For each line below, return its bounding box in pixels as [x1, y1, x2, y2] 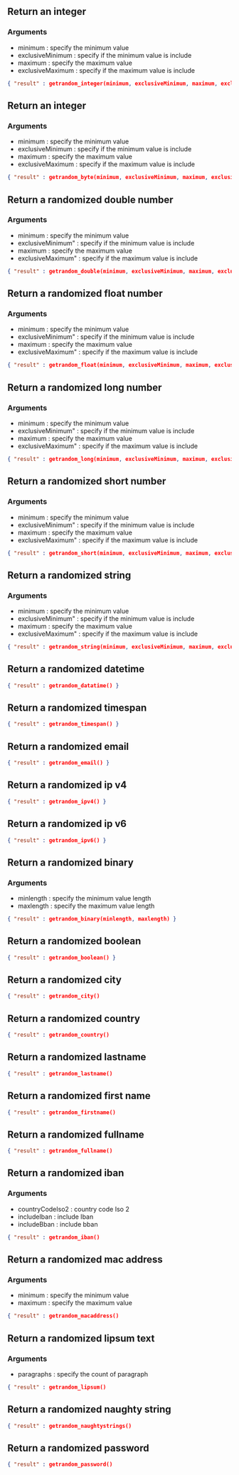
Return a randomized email [7, 740, 129, 752]
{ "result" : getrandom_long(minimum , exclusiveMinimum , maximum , [7, 455, 208, 462]
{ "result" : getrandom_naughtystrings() [7, 1422, 132, 1429]
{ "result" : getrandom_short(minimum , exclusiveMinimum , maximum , [7, 549, 212, 557]
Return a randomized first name [7, 1090, 151, 1102]
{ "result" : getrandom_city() [7, 993, 100, 1000]
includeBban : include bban [17, 1220, 98, 1228]
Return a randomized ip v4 [7, 779, 127, 791]
